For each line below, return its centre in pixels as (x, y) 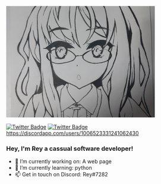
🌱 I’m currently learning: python (53, 168)
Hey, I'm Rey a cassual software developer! (70, 148)
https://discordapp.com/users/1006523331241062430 (72, 133)
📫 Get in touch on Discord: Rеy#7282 (61, 175)
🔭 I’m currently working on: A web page (63, 161)
